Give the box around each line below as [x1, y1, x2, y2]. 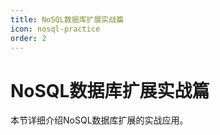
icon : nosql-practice [10, 24, 101, 34]
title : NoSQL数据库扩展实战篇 [10, 14, 125, 25]
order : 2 [10, 33, 47, 43]
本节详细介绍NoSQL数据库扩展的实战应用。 [10, 114, 189, 126]
